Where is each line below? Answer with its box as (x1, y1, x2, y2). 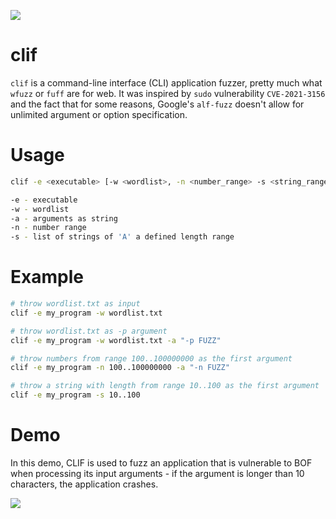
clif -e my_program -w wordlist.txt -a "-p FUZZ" (10, 335, 222, 345)
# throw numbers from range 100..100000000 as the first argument (10, 353, 293, 364)
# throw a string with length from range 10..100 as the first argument (10, 381, 320, 391)
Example (10, 266, 84, 289)
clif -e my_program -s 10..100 (10, 390, 141, 400)
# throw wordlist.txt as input (10, 299, 141, 309)
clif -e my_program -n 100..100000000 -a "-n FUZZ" (10, 363, 230, 373)
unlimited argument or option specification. (10, 108, 188, 120)
